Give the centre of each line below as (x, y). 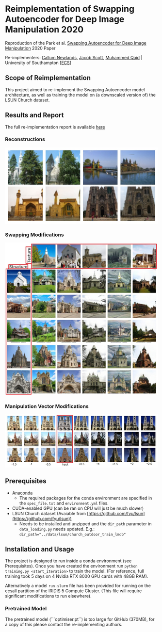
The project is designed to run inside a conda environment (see (68, 561)
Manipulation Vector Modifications (47, 406)
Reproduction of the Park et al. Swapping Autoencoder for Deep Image (76, 43)
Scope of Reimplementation (48, 78)
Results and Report (34, 115)
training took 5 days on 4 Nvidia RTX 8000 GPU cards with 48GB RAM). (77, 576)
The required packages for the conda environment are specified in (86, 498)
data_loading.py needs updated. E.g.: (57, 529)
